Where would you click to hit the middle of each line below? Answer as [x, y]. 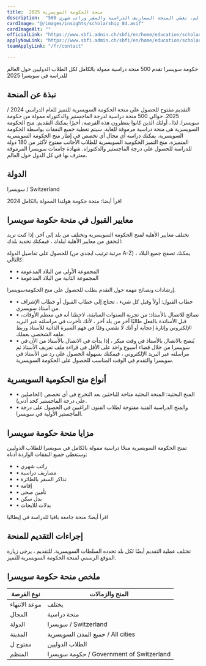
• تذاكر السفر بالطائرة [41, 479]
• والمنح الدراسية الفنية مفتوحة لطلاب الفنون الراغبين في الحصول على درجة [102, 407]
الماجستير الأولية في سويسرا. [49, 414]
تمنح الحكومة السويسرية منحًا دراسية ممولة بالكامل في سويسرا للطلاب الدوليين [97, 447]
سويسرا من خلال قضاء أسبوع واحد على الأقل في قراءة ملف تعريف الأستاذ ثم [103, 347]
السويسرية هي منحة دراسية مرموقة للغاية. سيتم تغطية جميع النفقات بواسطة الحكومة [103, 129]
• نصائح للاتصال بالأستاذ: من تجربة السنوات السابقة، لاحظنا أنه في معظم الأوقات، [107, 315]
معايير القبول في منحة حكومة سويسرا [70, 220]
